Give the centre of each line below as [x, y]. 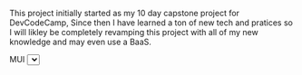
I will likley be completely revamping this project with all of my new [134, 32]
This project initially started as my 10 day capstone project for [125, 13]
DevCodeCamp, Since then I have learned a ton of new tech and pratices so [151, 23]
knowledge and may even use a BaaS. [81, 42]
